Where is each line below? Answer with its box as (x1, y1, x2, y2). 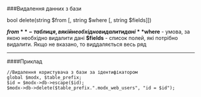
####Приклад (7, 58, 42, 65)
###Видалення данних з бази (7, 5, 82, 12)
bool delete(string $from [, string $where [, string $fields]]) (7, 17, 151, 23)
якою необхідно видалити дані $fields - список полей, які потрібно (7, 35, 178, 41)
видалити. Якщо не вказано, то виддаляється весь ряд (7, 41, 147, 48)
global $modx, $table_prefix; (7, 74, 82, 80)
